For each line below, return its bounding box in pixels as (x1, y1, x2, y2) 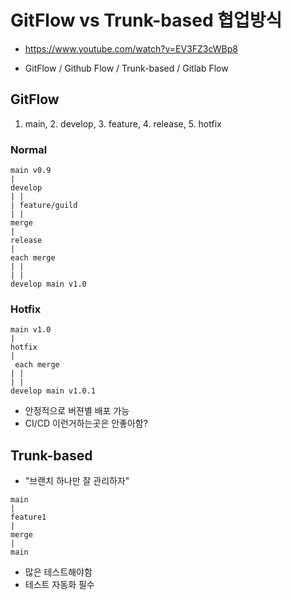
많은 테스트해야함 (24, 566, 93, 578)
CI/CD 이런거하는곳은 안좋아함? (24, 417, 148, 430)
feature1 (10, 512, 47, 523)
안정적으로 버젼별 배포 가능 (24, 405, 130, 417)
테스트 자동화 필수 (24, 579, 95, 591)
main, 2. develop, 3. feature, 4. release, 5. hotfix (24, 117, 222, 130)
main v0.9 (10, 166, 52, 176)
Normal (10, 142, 48, 156)
